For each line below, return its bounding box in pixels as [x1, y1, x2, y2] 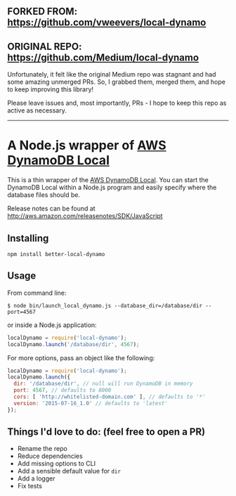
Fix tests [17, 482, 42, 490]
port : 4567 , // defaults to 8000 [13, 387, 112, 394]
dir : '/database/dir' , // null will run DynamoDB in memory [13, 380, 193, 388]
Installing [7, 232, 49, 244]
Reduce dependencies [17, 452, 83, 460]
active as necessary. [7, 106, 67, 115]
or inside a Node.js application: [7, 320, 97, 329]
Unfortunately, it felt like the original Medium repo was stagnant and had [7, 70, 216, 79]
